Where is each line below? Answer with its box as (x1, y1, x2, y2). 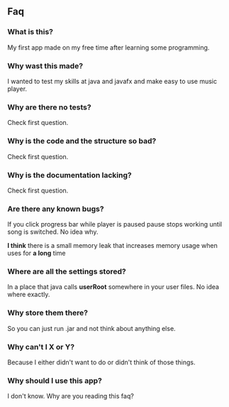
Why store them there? (7, 308, 89, 318)
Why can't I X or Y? (7, 342, 75, 352)
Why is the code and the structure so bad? (7, 136, 157, 146)
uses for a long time (7, 249, 66, 258)
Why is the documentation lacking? (7, 170, 133, 180)
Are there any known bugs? (7, 204, 104, 214)
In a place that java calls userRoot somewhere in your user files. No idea (7, 283, 220, 291)
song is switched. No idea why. (7, 227, 99, 237)
